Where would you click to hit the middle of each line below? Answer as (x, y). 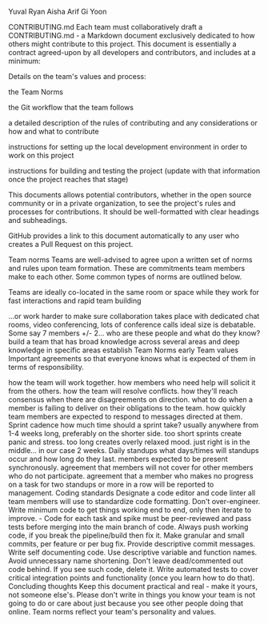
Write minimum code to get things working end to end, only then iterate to (130, 510)
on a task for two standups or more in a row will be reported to (111, 484)
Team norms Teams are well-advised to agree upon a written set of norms (130, 260)
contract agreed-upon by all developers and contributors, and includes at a (132, 52)
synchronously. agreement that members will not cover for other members (131, 467)
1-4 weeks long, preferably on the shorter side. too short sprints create (125, 433)
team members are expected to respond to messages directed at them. (126, 416)
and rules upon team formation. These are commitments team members (127, 268)
